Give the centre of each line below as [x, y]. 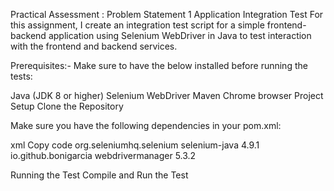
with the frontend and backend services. [94, 46]
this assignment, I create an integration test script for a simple [137, 25]
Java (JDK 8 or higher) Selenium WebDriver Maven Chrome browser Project [167, 95]
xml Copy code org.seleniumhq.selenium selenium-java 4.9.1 [135, 145]
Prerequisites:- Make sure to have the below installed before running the [159, 65]
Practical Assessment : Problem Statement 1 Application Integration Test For [167, 14]
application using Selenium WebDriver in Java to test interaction [180, 35]
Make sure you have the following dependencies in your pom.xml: [146, 125]
